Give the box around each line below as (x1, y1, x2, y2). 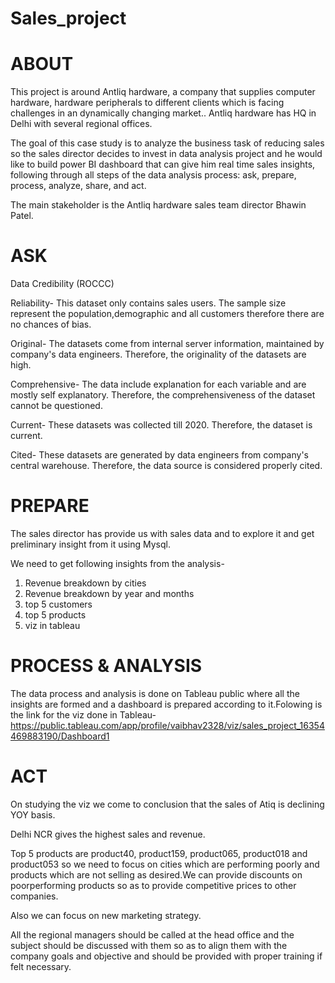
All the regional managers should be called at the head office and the (10, 928, 295, 941)
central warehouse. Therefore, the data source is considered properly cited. (10, 460, 323, 472)
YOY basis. (10, 808, 56, 821)
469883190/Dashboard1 (10, 730, 110, 742)
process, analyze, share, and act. (10, 180, 147, 192)
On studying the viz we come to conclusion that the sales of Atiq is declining (10, 798, 325, 810)
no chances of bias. (10, 318, 92, 331)
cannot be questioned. (10, 400, 103, 412)
